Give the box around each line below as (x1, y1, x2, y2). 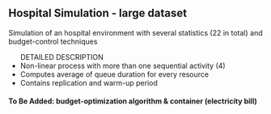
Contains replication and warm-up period (19, 78, 158, 87)
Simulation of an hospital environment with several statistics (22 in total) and (8, 27, 263, 37)
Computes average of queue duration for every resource (19, 69, 209, 79)
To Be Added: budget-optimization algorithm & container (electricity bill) (8, 96, 257, 106)
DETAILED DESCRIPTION (19, 52, 104, 61)
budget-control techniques (8, 36, 98, 46)
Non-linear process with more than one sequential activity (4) (19, 61, 226, 70)
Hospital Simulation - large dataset (8, 6, 188, 20)
